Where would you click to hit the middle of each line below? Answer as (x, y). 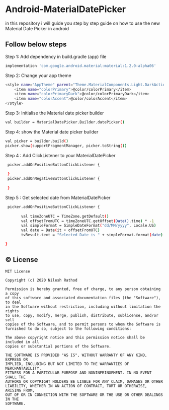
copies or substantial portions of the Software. (58, 346)
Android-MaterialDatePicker (66, 9)
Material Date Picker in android (37, 28)
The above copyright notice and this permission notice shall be (75, 337)
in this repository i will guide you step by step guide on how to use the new (82, 23)
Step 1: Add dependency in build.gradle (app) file (56, 56)
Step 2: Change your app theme (38, 75)
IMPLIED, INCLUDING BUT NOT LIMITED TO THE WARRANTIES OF (67, 364)
